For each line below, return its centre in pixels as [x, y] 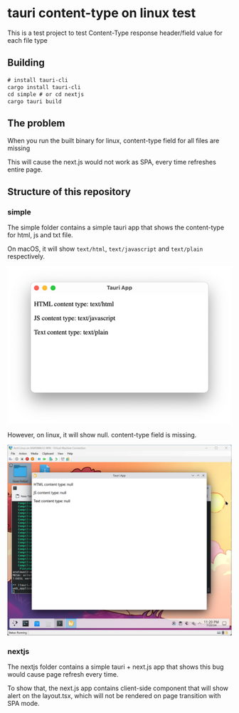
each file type [27, 40]
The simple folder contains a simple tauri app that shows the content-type [116, 228]
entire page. [25, 170]
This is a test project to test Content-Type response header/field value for [115, 33]
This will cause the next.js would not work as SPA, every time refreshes [112, 162]
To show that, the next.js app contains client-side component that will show [118, 688]
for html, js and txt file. [40, 235]
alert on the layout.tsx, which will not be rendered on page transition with [114, 696]
